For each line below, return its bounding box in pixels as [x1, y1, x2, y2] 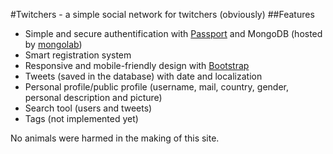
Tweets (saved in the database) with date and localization [24, 70, 263, 82]
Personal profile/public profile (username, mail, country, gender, [24, 81, 289, 93]
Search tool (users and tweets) [24, 102, 153, 114]
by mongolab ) [24, 39, 83, 50]
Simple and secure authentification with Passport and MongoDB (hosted [24, 28, 323, 39]
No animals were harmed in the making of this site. [10, 132, 220, 144]
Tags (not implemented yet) [24, 113, 139, 124]
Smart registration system [24, 49, 132, 61]
